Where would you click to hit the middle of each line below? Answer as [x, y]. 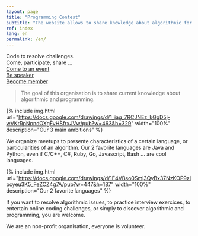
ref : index [20, 28]
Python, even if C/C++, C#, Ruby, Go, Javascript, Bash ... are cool [87, 154]
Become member [27, 81]
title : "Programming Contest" [44, 17]
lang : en [17, 34]
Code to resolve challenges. [40, 56]
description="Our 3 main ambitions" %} [55, 130]
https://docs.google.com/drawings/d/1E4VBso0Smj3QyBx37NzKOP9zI [105, 178]
